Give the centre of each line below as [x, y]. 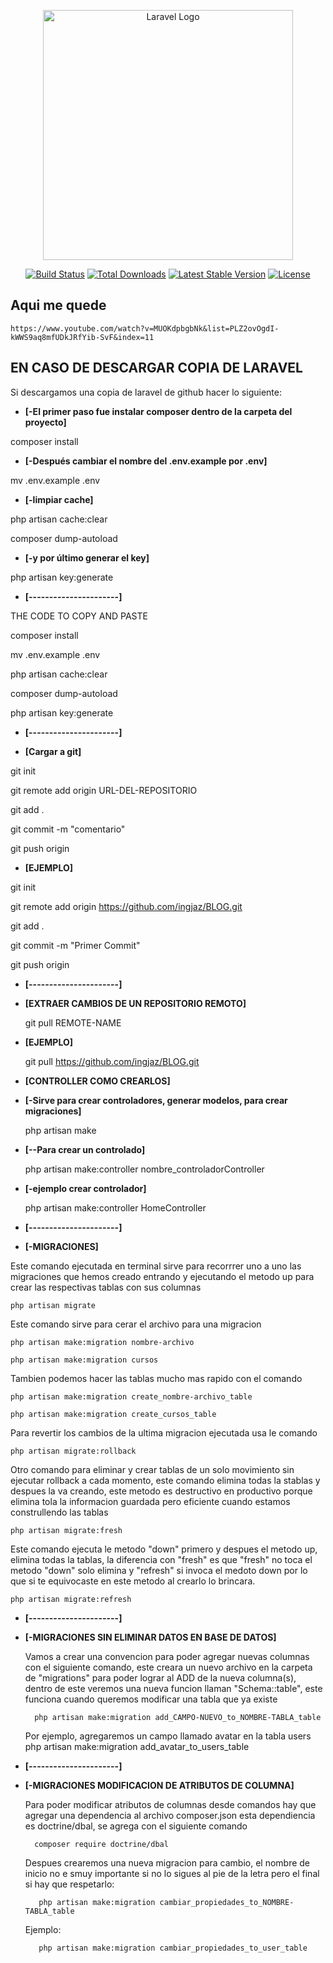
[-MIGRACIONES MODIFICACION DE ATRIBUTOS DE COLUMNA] [159, 1785]
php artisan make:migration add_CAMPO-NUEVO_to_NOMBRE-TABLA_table [178, 1717]
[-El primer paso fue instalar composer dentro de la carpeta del [158, 411]
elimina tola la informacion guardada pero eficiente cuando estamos [150, 1501]
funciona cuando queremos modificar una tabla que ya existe [151, 1699]
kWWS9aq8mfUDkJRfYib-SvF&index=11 [82, 337]
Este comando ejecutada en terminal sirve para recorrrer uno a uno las [156, 1266]
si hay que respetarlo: [69, 1884]
